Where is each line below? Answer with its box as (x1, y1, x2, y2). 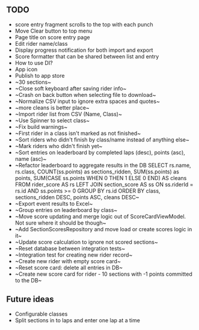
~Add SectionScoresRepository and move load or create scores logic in (14, 225, 192, 232)
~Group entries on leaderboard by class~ (14, 206, 118, 213)
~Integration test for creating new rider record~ (14, 251, 133, 258)
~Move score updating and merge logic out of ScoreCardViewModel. (14, 213, 186, 220)
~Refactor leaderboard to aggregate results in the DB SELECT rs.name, (14, 161, 191, 169)
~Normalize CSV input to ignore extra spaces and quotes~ (14, 98, 161, 105)
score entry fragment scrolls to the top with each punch (14, 20, 153, 28)
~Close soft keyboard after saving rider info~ (14, 84, 127, 92)
